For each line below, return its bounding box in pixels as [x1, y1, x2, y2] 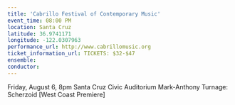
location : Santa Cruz [7, 23, 72, 31]
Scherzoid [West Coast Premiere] [7, 90, 105, 99]
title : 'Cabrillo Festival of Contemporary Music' [7, 10, 161, 18]
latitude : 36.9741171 [7, 30, 72, 38]
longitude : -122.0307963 [7, 37, 81, 44]
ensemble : [7, 57, 37, 64]
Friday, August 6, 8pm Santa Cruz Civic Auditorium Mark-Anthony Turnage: [7, 82, 229, 91]
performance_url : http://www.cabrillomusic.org [7, 43, 152, 50]
